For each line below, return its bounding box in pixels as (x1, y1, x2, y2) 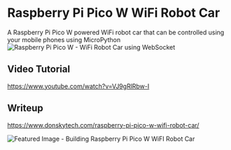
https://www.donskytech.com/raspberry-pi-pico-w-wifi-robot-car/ (7, 121, 199, 129)
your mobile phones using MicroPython (7, 35, 121, 43)
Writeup (7, 102, 43, 114)
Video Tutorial (7, 63, 71, 75)
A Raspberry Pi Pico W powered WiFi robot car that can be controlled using (7, 28, 225, 36)
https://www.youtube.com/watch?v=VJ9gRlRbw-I (7, 82, 150, 90)
